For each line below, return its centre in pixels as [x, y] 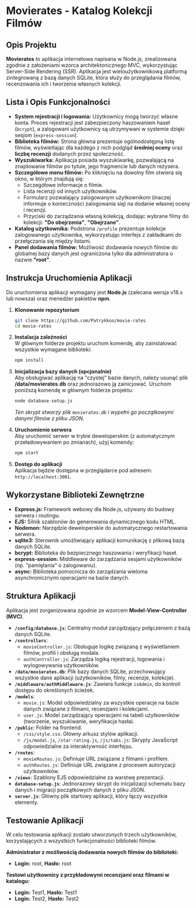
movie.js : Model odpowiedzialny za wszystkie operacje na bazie [101, 702]
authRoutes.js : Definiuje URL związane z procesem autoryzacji [99, 765]
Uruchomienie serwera [43, 430]
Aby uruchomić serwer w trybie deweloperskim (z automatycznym [94, 436]
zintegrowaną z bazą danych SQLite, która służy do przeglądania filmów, [94, 78]
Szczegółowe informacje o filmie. [63, 185]
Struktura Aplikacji [41, 596]
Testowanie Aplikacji [45, 821]
